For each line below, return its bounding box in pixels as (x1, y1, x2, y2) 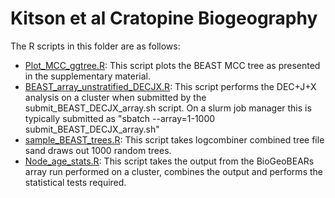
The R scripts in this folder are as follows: (10, 40, 181, 52)
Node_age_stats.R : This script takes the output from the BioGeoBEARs (24, 155, 315, 167)
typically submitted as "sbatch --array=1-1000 (24, 112, 216, 124)
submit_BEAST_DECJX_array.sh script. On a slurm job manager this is (24, 102, 312, 114)
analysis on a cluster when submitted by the (24, 91, 207, 103)
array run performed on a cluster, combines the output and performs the (24, 165, 323, 177)
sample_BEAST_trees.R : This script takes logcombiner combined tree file (24, 133, 325, 146)
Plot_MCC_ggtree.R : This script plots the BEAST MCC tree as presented (24, 59, 321, 71)
